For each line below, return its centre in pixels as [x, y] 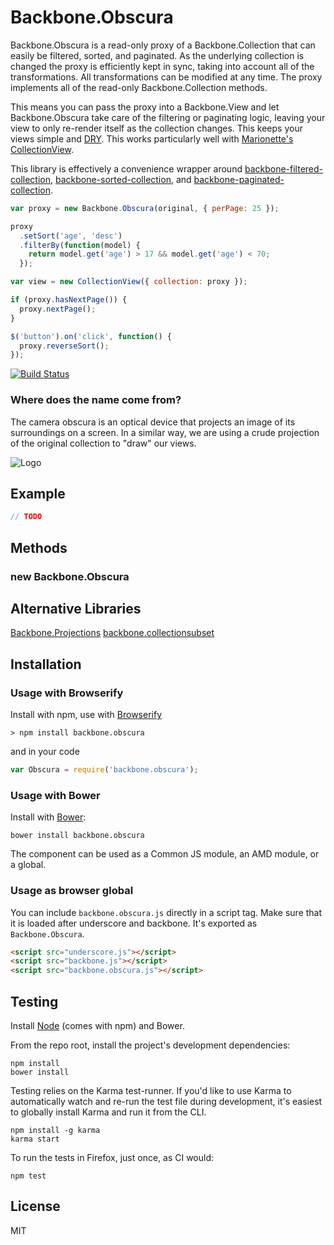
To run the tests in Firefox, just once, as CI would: [112, 1158]
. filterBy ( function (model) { [80, 245]
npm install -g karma [55, 1131]
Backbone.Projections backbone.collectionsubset [112, 633]
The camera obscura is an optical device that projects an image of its [153, 422]
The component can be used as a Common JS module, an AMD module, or [165, 854]
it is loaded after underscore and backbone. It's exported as [134, 923]
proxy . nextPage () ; [58, 309]
